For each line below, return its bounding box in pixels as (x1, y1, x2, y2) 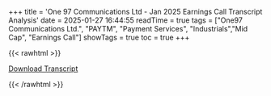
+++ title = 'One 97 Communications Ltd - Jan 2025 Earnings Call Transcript (8, 7, 263, 16)
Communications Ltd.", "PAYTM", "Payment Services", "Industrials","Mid (8, 24, 248, 33)
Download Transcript (8, 64, 78, 73)
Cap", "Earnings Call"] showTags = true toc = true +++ (8, 32, 190, 42)
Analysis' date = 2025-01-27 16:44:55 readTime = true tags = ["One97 (8, 15, 243, 25)
